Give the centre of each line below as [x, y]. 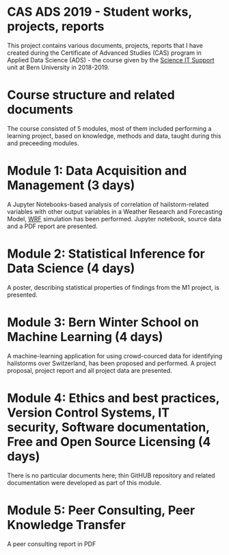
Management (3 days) [71, 185]
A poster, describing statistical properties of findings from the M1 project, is [113, 287]
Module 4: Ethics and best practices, [113, 398]
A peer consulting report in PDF [52, 544]
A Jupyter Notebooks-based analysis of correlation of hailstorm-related [108, 204]
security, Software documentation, [108, 427]
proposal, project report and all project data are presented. [90, 370]
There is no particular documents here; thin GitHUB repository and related [111, 475]
